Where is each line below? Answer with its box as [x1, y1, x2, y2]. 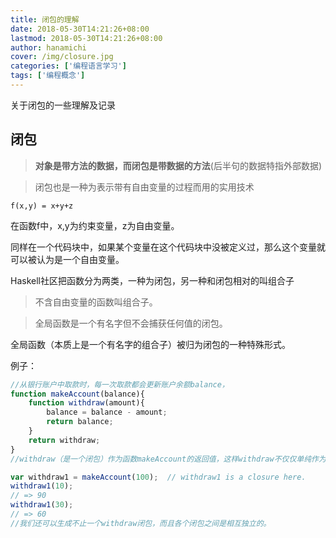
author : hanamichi [10, 42, 87, 53]
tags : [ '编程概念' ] [10, 71, 86, 81]
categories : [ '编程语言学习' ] [10, 61, 127, 71]
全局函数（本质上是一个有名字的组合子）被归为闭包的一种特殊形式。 [10, 338, 291, 350]
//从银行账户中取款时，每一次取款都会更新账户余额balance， [10, 379, 230, 390]
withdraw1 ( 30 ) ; [10, 500, 74, 510]
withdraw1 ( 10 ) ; [10, 481, 74, 491]
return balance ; [46, 417, 114, 427]
